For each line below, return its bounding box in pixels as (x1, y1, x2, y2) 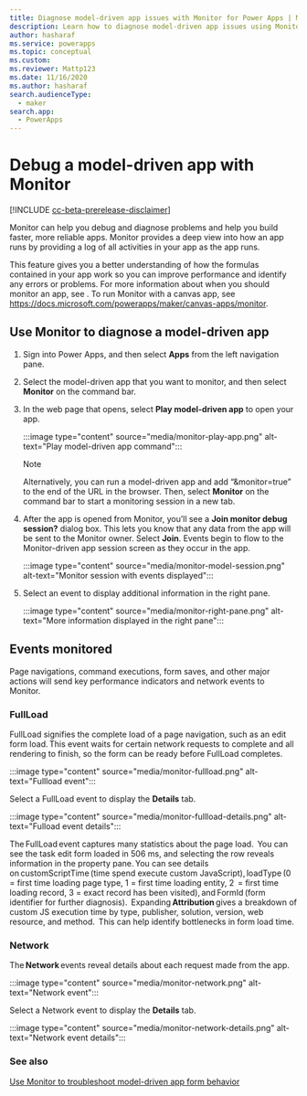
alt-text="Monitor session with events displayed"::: (22, 569, 214, 580)
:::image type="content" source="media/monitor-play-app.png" (22, 431, 263, 442)
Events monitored (9, 642, 112, 657)
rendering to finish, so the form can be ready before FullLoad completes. (9, 748, 283, 759)
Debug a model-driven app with (9, 154, 255, 176)
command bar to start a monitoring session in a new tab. (22, 495, 236, 506)
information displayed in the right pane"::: (68, 614, 224, 626)
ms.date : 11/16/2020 (9, 73, 89, 82)
